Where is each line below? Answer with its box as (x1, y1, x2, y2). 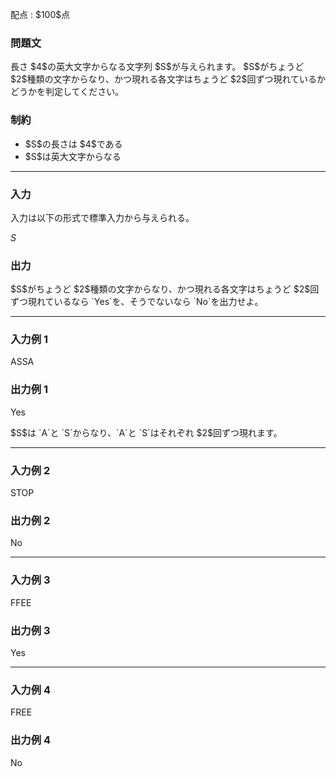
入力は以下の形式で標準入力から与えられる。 (10, 211, 195, 223)
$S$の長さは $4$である (24, 138, 123, 150)
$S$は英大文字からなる (24, 150, 122, 162)
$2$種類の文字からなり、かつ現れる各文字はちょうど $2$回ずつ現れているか (10, 73, 326, 85)
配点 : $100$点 (10, 9, 71, 20)
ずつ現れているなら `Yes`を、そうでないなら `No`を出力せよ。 (10, 296, 264, 308)
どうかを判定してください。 (10, 86, 125, 98)
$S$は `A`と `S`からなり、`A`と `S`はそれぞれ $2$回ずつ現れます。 (10, 426, 283, 438)
